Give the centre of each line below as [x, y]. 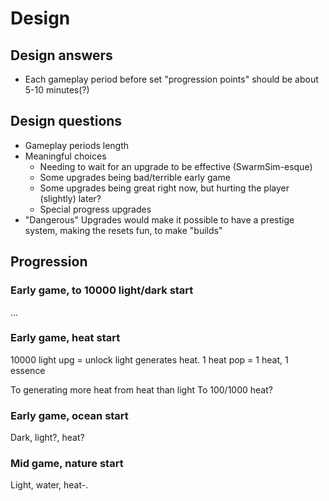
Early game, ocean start [69, 415]
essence [28, 370]
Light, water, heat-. [49, 485]
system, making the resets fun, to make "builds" [123, 230]
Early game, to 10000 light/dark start [102, 290]
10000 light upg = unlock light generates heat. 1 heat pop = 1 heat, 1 [149, 359]
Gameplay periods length [77, 145]
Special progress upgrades [95, 209]
